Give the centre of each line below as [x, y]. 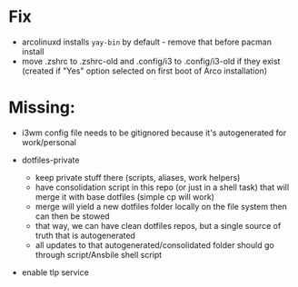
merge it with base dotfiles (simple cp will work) [125, 196]
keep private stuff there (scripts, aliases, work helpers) [138, 177]
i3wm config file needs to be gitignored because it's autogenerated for [154, 133]
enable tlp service [55, 272]
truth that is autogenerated [85, 235]
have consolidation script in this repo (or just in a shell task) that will [162, 187]
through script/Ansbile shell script [99, 254]
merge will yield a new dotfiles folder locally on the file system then [161, 206]
